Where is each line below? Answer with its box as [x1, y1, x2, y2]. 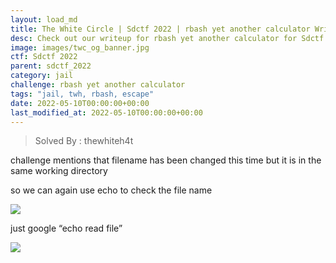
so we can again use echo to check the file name [10, 184, 213, 196]
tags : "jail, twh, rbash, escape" [10, 89, 155, 99]
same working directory [10, 165, 108, 177]
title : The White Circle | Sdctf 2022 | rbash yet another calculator [10, 24, 311, 34]
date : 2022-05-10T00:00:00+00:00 [10, 98, 150, 108]
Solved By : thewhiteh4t [34, 135, 134, 147]
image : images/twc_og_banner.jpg [10, 42, 150, 53]
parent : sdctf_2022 [10, 61, 92, 71]
